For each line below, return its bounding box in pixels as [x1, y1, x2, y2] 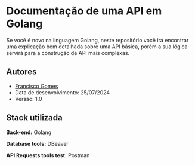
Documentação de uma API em [6, 4, 162, 18]
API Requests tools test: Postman [6, 151, 90, 159]
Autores [6, 67, 37, 77]
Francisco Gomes [14, 82, 58, 90]
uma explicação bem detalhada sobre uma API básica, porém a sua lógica [6, 43, 188, 50]
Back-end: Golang [6, 129, 52, 136]
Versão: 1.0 [14, 95, 42, 102]
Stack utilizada [6, 112, 63, 123]
